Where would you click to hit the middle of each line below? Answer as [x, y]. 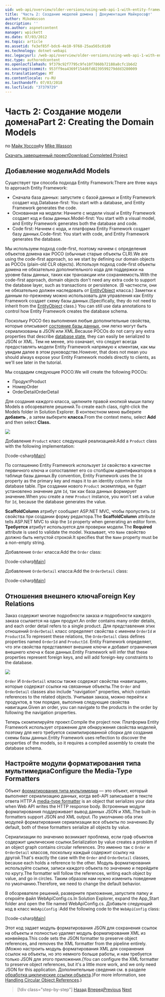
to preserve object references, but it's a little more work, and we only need [81, 964]
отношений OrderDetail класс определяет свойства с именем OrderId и [81, 631]
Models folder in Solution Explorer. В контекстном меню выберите [73, 412]
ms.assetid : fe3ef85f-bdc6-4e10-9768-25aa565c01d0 [58, 46]
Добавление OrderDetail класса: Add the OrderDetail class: [67, 571]
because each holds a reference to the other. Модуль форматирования [78, 862]
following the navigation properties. [41, 713]
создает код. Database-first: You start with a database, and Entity [78, 203]
